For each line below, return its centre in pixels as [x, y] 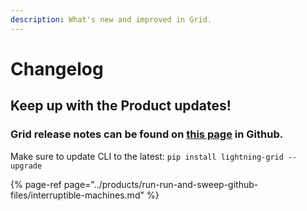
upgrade [26, 166]
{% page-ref [36, 184]
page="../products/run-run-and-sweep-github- [161, 184]
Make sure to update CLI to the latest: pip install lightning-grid [147, 156]
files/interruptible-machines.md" [77, 195]
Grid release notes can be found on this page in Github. [147, 134]
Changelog [57, 68]
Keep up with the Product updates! [121, 106]
